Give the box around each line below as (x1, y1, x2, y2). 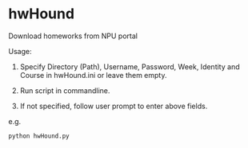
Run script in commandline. (19, 85, 110, 95)
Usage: (8, 46, 32, 56)
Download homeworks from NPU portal (8, 31, 138, 41)
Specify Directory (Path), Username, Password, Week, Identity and (19, 61, 240, 72)
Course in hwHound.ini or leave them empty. (19, 70, 167, 80)
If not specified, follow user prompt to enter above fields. (19, 101, 208, 111)
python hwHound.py (8, 132, 70, 140)
